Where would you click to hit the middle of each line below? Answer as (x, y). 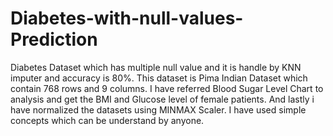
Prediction (54, 39)
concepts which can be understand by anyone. (107, 120)
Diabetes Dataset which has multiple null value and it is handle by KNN (156, 67)
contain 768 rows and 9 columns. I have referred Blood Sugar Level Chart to (167, 88)
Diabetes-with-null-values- (127, 18)
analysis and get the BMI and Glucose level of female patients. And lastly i (162, 99)
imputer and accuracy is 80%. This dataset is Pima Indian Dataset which (159, 78)
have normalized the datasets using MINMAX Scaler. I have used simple (158, 109)
